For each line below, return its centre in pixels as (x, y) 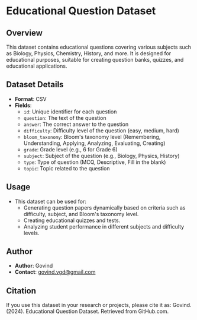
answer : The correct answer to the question (76, 124)
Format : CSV (30, 99)
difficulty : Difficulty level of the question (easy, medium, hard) (101, 130)
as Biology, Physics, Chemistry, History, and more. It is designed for (89, 53)
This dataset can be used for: (51, 201)
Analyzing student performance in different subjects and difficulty (104, 226)
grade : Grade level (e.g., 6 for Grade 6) (70, 149)
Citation (21, 291)
